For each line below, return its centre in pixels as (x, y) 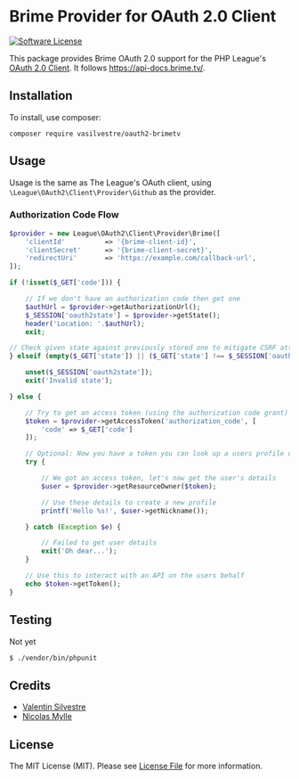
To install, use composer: (55, 117)
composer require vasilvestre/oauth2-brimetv (95, 134)
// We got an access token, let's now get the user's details (159, 479)
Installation (41, 96)
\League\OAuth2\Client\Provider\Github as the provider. (113, 192)
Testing (31, 620)
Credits (30, 685)
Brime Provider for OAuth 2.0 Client (143, 16)
